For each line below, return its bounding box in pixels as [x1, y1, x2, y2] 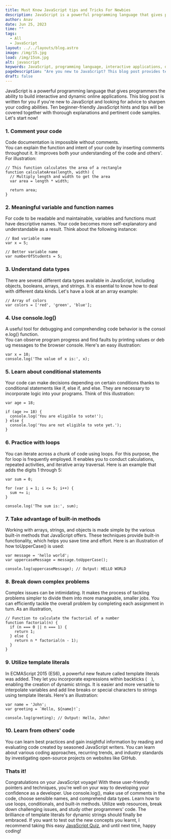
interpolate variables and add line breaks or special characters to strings [5, 687, 157, 693]
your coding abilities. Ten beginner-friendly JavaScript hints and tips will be [5, 104, 164, 110]
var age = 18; [5, 401, 36, 406]
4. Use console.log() [5, 314, 56, 321]
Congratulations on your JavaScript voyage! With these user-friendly [5, 779, 150, 785]
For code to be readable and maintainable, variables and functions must [5, 215, 156, 222]
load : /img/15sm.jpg [5, 55, 49, 60]
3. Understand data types [5, 266, 70, 273]
